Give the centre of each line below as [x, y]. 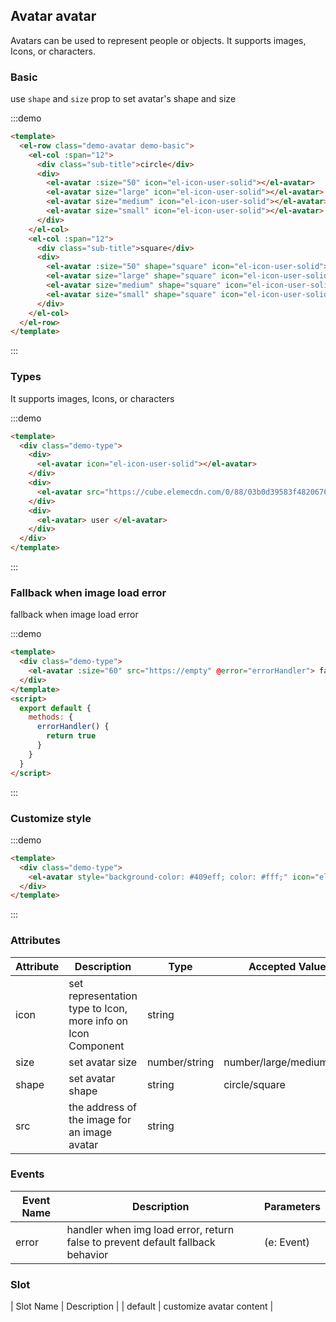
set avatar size [103, 1062]
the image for [100, 1119]
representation [103, 996]
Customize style [51, 818]
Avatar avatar [53, 16]
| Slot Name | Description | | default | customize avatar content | [142, 1306]
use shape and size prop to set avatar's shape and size [123, 99]
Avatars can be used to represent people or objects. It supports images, [158, 40]
